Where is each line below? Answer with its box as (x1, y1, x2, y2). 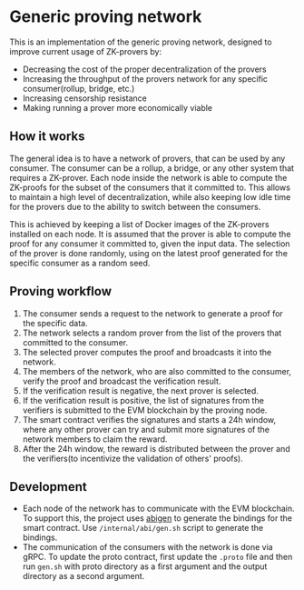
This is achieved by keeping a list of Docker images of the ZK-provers (9, 218, 270, 229)
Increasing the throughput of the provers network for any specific (22, 73, 269, 84)
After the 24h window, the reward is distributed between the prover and (22, 443, 290, 454)
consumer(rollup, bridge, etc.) (22, 83, 135, 94)
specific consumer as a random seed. (9, 257, 151, 268)
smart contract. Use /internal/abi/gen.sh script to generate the (22, 523, 264, 534)
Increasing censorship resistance (22, 93, 147, 104)
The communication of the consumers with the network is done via (22, 542, 274, 553)
